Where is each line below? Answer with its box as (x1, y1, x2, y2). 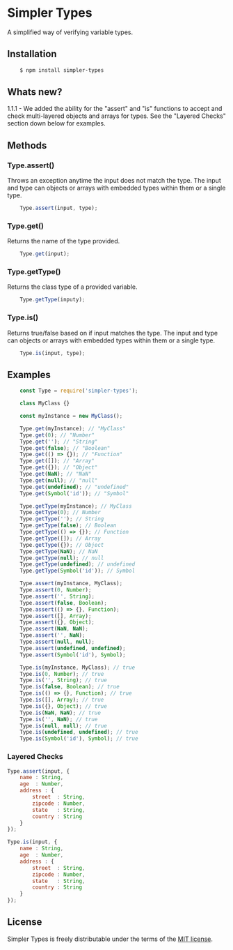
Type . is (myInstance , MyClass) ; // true (19, 664, 136, 671)
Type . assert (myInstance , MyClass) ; (19, 580, 123, 587)
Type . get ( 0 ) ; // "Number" (19, 431, 95, 439)
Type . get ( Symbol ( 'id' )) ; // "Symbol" (19, 490, 129, 497)
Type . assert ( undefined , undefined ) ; (19, 644, 127, 651)
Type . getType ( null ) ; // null (19, 555, 104, 561)
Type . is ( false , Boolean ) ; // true (19, 684, 120, 691)
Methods (7, 140, 47, 151)
